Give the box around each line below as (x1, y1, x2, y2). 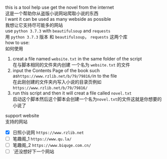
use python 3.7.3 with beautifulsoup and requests (5, 28, 111, 34)
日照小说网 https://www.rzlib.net (12, 130, 85, 135)
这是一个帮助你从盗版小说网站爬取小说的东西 (5, 10, 99, 16)
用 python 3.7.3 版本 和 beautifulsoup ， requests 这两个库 (5, 34, 128, 40)
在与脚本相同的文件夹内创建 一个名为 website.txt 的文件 (12, 62, 131, 68)
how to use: (5, 40, 30, 45)
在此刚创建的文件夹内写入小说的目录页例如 (12, 79, 102, 85)
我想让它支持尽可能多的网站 (5, 22, 63, 28)
